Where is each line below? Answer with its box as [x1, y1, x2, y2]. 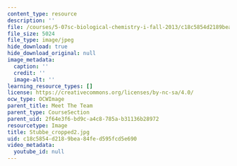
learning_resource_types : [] [7, 83, 93, 90]
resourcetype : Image [7, 121, 68, 129]
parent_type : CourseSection [7, 109, 90, 116]
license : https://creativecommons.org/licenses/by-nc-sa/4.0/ [7, 89, 194, 96]
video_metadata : [7, 142, 55, 149]
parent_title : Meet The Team [7, 102, 93, 109]
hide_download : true [7, 43, 68, 50]
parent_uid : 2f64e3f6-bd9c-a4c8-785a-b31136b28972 [7, 115, 159, 122]
